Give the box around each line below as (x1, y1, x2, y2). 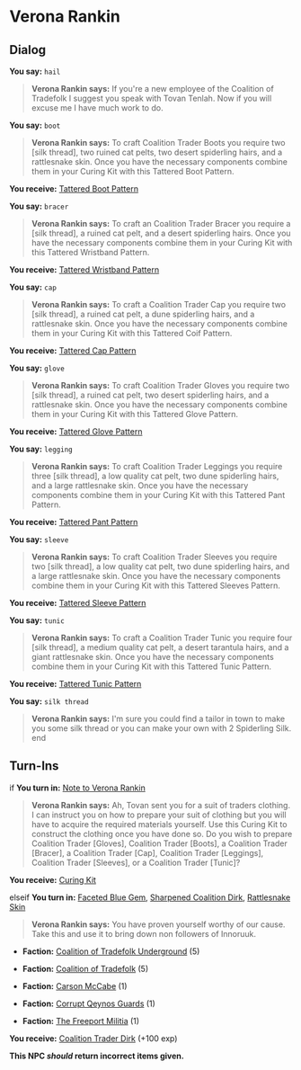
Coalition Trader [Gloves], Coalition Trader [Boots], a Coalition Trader (31, 838, 288, 849)
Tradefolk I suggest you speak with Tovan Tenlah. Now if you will (31, 93, 272, 103)
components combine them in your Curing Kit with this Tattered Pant (31, 490, 286, 500)
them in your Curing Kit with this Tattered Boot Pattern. (31, 166, 235, 176)
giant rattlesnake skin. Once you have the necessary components (31, 652, 274, 662)
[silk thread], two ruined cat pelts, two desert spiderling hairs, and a (31, 147, 283, 157)
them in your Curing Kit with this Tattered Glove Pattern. (31, 409, 239, 419)
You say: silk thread (9, 696, 89, 707)
